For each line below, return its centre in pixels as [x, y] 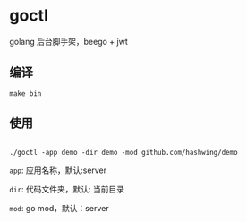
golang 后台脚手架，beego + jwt [68, 41]
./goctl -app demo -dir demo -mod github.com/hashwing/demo [124, 152]
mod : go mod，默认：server [59, 208]
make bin [26, 94]
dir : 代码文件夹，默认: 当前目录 [67, 189]
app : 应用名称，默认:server [58, 170]
